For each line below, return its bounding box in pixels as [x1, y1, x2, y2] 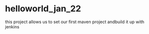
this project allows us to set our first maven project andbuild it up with [5, 19, 145, 25]
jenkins [5, 24, 19, 29]
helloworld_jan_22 [5, 3, 82, 14]
